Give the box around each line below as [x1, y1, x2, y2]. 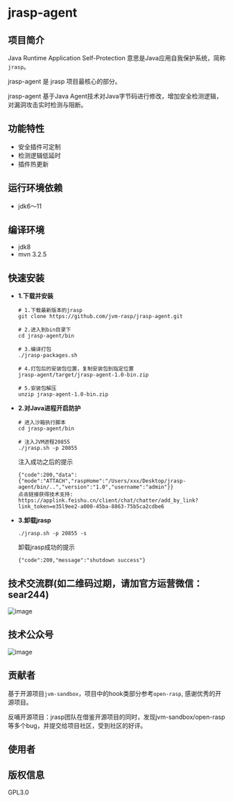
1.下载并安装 [17, 292, 54, 300]
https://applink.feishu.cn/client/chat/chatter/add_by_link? [17, 497, 199, 504]
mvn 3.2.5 [17, 250, 47, 259]
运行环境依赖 [8, 182, 63, 194]
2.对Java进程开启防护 [17, 404, 81, 412]
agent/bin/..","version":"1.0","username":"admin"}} [17, 484, 174, 491]
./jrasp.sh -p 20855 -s [17, 530, 87, 537]
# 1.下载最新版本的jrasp [17, 307, 83, 314]
